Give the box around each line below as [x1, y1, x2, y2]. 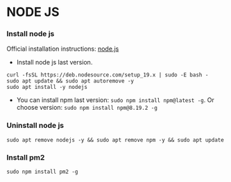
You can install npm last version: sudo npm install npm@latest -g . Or [16, 96, 214, 104]
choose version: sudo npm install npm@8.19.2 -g [16, 104, 157, 112]
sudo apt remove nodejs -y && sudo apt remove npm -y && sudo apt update [6, 136, 225, 143]
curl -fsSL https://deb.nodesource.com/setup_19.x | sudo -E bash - [6, 72, 209, 78]
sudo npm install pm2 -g [6, 168, 78, 176]
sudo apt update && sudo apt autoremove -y [6, 78, 135, 85]
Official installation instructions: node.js [6, 44, 119, 53]
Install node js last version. [16, 58, 93, 67]
